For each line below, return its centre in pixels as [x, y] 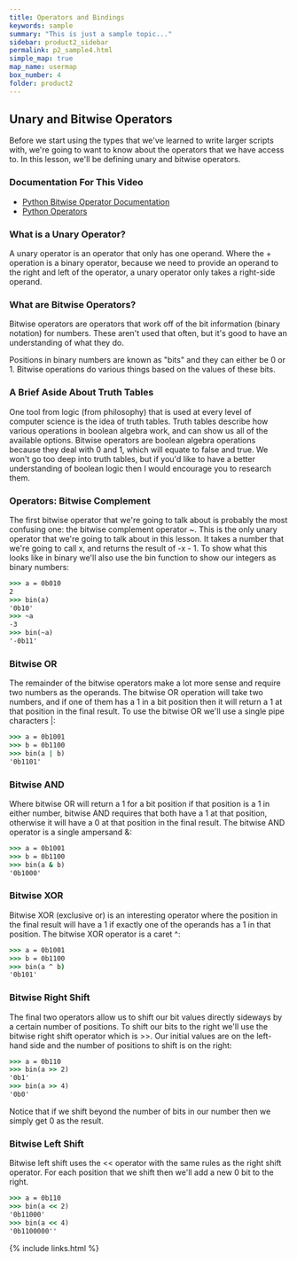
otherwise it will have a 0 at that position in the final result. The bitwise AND [147, 823]
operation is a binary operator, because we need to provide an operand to [144, 263]
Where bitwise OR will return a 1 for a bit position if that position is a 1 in [140, 804]
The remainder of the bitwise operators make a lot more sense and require [145, 683]
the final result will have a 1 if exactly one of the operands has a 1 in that [140, 924]
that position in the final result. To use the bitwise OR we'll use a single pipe [147, 711]
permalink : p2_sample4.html [61, 51]
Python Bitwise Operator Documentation [96, 201]
